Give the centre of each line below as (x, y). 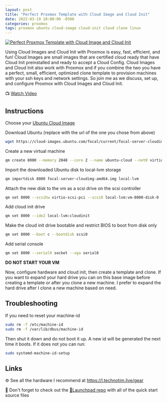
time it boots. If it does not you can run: (45, 344)
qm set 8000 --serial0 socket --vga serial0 (52, 253)
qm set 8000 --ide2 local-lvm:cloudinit (48, 216)
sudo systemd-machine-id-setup (38, 353)
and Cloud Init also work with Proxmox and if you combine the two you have (83, 68)
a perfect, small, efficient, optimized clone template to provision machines (81, 73)
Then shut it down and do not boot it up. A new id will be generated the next (83, 338)
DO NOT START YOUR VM (32, 263)
